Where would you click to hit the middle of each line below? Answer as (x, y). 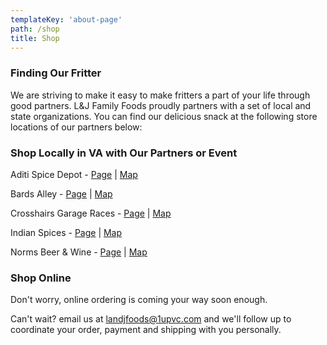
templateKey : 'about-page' (66, 19)
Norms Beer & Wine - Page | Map (79, 252)
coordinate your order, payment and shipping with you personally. (146, 330)
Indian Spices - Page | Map (66, 232)
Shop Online (41, 278)
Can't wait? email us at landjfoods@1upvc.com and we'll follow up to (151, 319)
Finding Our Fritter (56, 73)
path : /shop (35, 29)
